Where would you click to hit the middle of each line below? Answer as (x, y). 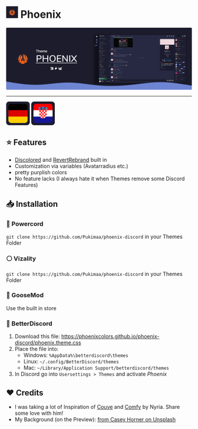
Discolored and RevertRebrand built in (61, 160)
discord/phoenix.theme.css (48, 343)
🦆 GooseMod (25, 295)
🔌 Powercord (25, 223)
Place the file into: (37, 349)
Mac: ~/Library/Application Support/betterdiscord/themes (96, 368)
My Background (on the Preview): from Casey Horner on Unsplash (95, 419)
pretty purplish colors (41, 172)
